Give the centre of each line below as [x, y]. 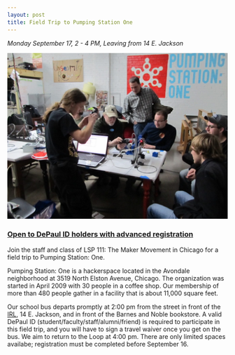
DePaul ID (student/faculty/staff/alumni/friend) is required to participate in [114, 321]
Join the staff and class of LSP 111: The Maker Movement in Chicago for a [113, 250]
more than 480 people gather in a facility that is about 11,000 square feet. [113, 293]
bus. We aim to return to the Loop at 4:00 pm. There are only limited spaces [116, 336]
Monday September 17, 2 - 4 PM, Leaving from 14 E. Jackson [95, 43]
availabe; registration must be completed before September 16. [98, 344]
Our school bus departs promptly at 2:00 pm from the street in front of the [114, 307]
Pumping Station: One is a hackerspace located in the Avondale [99, 271]
